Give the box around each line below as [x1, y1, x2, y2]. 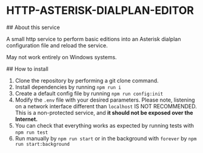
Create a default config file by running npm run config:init [15, 90, 164, 97]
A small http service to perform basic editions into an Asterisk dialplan [6, 35, 181, 42]
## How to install [6, 65, 48, 73]
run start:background [15, 141, 70, 147]
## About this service [6, 24, 61, 31]
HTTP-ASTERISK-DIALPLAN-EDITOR [6, 4, 194, 18]
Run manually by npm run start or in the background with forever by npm [15, 134, 197, 142]
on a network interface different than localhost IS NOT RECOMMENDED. [15, 102, 197, 109]
